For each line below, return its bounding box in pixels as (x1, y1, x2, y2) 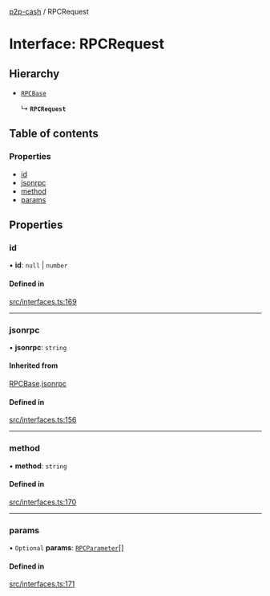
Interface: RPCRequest (9, 35, 165, 53)
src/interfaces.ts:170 (9, 497, 77, 507)
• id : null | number (9, 260, 68, 270)
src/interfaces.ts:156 (9, 415, 77, 425)
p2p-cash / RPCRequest (9, 7, 89, 16)
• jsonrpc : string (9, 342, 67, 352)
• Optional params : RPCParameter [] (9, 543, 124, 553)
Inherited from (9, 361, 58, 370)
